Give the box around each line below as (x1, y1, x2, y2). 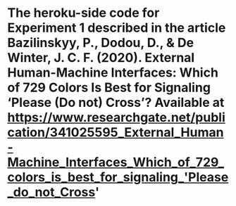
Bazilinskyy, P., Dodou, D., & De (7, 35, 194, 51)
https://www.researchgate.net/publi (7, 110, 225, 126)
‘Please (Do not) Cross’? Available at (7, 95, 225, 110)
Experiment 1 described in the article (7, 20, 226, 36)
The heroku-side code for (7, 5, 160, 21)
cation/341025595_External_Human (7, 124, 224, 141)
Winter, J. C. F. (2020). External (7, 50, 195, 66)
